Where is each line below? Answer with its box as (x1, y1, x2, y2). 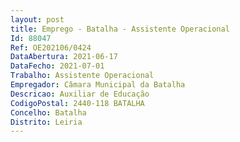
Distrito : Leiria (10, 117, 83, 127)
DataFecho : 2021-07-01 (10, 61, 105, 71)
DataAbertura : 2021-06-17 (10, 52, 118, 62)
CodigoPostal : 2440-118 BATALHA (10, 98, 145, 108)
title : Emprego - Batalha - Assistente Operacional (10, 24, 230, 34)
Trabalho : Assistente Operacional (10, 71, 155, 81)
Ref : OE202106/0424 (10, 42, 92, 53)
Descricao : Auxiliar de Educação (10, 89, 150, 99)
